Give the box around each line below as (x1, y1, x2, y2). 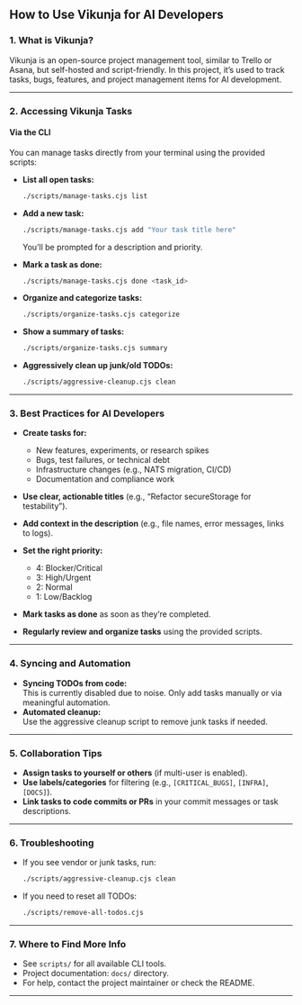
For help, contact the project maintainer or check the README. (22, 977, 255, 989)
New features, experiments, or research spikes (35, 445, 209, 456)
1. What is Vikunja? (9, 34, 94, 47)
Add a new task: (22, 207, 84, 219)
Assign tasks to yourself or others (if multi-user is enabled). (22, 767, 248, 778)
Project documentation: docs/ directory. (22, 968, 169, 979)
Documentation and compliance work (35, 474, 175, 484)
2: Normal (35, 582, 74, 593)
